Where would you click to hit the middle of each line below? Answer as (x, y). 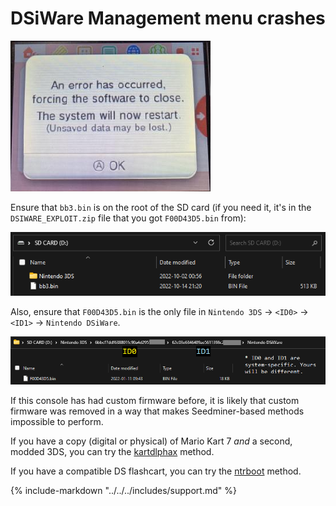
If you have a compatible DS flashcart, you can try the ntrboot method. (156, 471)
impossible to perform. (57, 422)
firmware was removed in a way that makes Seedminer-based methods (157, 411)
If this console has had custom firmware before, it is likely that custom (155, 401)
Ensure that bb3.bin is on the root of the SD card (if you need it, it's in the (161, 207)
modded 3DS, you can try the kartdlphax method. (112, 452)
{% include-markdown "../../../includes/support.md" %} (123, 491)
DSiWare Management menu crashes (168, 18)
